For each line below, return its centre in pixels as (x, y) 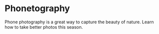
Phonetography (37, 8)
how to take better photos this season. (44, 27)
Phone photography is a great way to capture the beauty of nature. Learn (79, 22)
